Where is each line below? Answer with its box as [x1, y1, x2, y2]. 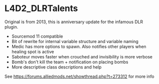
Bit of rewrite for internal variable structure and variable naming [11, 38, 139, 44]
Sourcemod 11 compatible [11, 33, 64, 39]
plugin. [4, 24, 18, 29]
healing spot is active [11, 49, 54, 55]
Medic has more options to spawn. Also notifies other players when [11, 43, 146, 49]
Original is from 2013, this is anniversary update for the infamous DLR [4, 19, 143, 25]
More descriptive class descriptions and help [11, 64, 102, 70]
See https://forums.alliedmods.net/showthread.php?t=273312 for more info [4, 73, 155, 79]
